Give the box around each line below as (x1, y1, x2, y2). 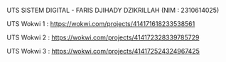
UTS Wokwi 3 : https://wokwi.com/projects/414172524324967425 (6, 47, 200, 55)
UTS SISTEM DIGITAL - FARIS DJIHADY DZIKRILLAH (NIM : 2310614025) (6, 6, 220, 14)
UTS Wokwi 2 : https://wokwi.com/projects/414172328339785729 (6, 33, 200, 42)
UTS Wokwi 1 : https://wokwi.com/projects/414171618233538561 (6, 20, 195, 27)
